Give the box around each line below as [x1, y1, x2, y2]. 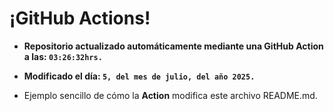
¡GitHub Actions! [9, 7, 151, 30]
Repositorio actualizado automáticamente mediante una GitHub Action [23, 40, 324, 52]
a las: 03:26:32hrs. [23, 50, 103, 62]
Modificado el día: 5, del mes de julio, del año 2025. [23, 70, 256, 82]
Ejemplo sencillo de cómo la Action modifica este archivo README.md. [23, 89, 318, 101]
